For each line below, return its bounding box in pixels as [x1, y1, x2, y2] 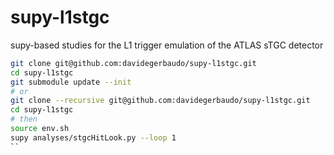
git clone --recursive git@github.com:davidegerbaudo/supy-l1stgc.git [10, 96, 311, 106]
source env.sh [10, 124, 70, 134]
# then [10, 114, 38, 125]
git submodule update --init [10, 77, 132, 87]
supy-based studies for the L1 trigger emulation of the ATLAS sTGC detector [10, 39, 324, 51]
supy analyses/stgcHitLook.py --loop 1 [10, 132, 177, 143]
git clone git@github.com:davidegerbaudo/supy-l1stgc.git [10, 58, 257, 68]
